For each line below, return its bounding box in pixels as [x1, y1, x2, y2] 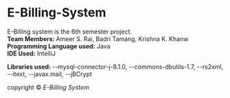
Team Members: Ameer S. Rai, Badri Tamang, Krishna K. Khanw [7, 34, 189, 42]
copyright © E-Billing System [7, 83, 89, 91]
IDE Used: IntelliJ [7, 49, 56, 58]
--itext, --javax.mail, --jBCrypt [7, 70, 93, 78]
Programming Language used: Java [7, 42, 111, 50]
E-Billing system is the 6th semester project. [7, 27, 133, 36]
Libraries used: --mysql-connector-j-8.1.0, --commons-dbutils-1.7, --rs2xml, [7, 62, 224, 71]
